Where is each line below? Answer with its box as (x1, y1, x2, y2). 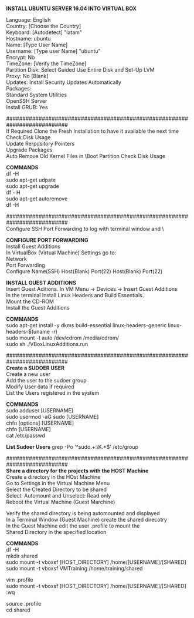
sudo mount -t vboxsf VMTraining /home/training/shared (6, 565, 143, 572)
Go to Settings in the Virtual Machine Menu (6, 480, 110, 486)
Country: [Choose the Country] (6, 23, 81, 29)
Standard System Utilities (6, 91, 67, 98)
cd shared (6, 606, 30, 613)
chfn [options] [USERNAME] (6, 419, 74, 426)
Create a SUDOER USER (6, 364, 64, 371)
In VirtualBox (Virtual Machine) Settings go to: (6, 249, 117, 256)
